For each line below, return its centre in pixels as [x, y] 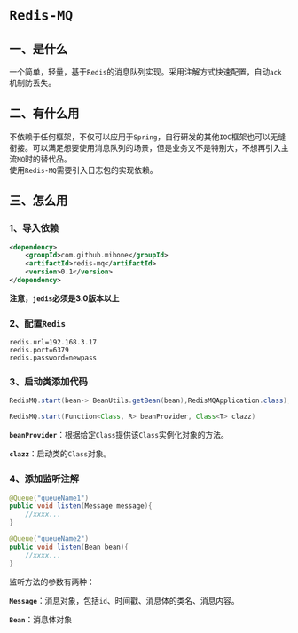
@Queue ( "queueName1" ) [49, 498]
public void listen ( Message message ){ [81, 506]
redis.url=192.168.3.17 [53, 343]
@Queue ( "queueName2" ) [49, 539]
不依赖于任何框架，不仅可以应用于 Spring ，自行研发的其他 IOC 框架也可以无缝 [148, 137]
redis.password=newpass [53, 358]
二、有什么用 [44, 114]
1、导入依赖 [34, 228]
